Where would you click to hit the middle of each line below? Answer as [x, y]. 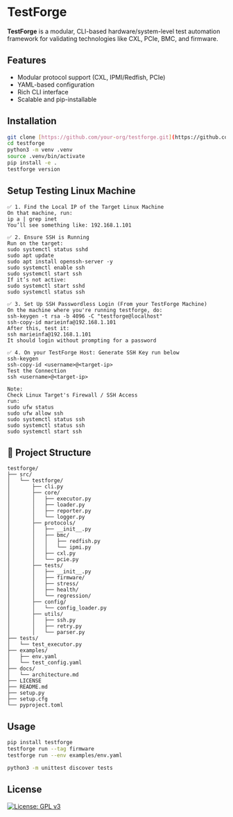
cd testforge [26, 144]
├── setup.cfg [28, 699]
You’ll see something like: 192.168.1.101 [69, 225]
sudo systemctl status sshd [48, 249]
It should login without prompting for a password [82, 341]
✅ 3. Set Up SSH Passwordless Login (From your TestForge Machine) [107, 304]
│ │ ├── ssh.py [42, 620]
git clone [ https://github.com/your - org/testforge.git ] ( [91, 137]
